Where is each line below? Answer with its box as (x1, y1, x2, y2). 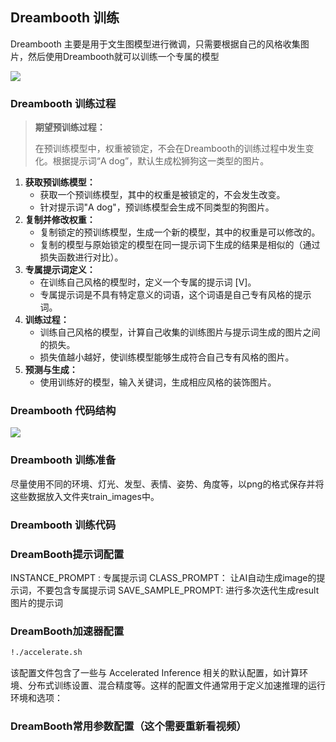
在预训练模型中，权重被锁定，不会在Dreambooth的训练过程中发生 (34, 143, 306, 155)
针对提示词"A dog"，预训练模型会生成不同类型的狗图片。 (39, 201, 275, 213)
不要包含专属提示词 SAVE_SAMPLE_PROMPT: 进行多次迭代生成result (36, 584, 320, 596)
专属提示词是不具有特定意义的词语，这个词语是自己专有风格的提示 (39, 289, 312, 301)
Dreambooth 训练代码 (10, 518, 117, 532)
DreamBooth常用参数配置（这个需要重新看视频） (10, 719, 247, 733)
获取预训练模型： (24, 176, 96, 188)
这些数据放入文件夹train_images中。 (10, 490, 160, 502)
